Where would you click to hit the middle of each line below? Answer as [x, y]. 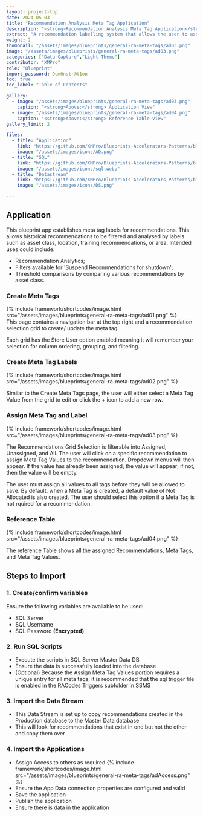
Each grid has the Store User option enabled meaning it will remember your [100, 340]
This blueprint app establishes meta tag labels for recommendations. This [98, 230]
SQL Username [34, 624]
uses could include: [31, 249]
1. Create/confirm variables [47, 593]
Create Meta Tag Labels [42, 362]
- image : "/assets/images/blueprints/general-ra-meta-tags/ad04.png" [101, 112]
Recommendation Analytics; [50, 261]
